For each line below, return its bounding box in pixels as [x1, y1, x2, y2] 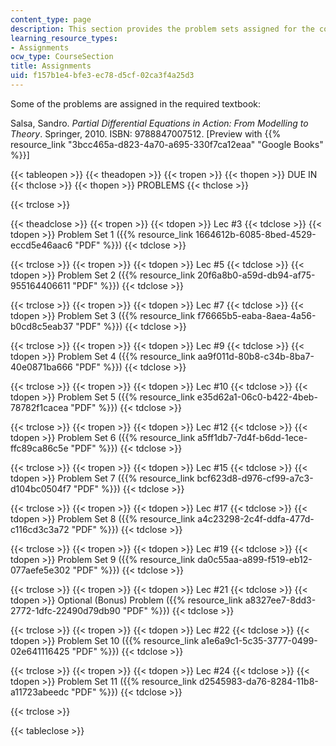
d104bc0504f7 [10, 482, 72, 495]
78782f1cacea [10, 401, 69, 413]
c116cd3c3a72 [10, 523, 70, 535]
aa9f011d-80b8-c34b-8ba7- [197, 350, 315, 362]
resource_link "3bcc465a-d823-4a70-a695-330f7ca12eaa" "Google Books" [10, 138, 324, 150]
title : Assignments [10, 61, 92, 71]
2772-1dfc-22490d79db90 [10, 604, 121, 616]
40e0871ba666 [10, 361, 73, 373]
